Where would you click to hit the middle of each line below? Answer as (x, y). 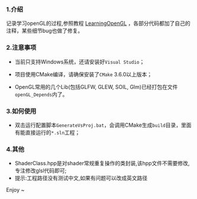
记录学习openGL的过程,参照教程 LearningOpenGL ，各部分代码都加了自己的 (98, 23)
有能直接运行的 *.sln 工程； (47, 132)
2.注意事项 (21, 47)
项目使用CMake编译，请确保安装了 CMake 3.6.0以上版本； (83, 74)
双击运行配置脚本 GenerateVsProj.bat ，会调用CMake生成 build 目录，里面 (103, 125)
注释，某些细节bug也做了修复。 (45, 31)
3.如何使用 (21, 111)
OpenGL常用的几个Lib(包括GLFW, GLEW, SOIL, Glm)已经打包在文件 (96, 86)
